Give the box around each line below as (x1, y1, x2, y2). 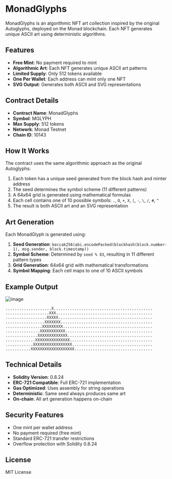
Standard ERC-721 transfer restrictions (12, 435, 94, 442)
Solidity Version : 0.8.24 (12, 374, 64, 380)
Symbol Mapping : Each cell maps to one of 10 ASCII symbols (12, 267, 143, 274)
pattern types (12, 257, 42, 263)
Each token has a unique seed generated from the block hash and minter (12, 176, 167, 182)
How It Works (5, 146, 50, 155)
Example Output (5, 282, 58, 291)
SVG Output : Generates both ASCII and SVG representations (12, 81, 141, 87)
